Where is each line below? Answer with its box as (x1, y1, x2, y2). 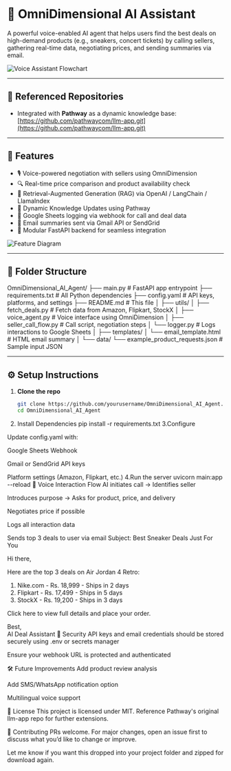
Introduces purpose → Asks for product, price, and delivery (7, 493, 176, 502)
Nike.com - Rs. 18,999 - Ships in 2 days (16, 581, 129, 589)
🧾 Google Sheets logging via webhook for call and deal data (16, 211, 187, 219)
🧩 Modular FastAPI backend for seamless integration (16, 226, 166, 234)
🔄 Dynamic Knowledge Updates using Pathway (16, 203, 151, 212)
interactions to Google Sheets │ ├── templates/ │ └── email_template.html (7, 328, 221, 337)
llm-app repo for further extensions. (7, 714, 109, 723)
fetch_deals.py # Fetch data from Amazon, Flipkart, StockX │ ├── (7, 306, 194, 314)
